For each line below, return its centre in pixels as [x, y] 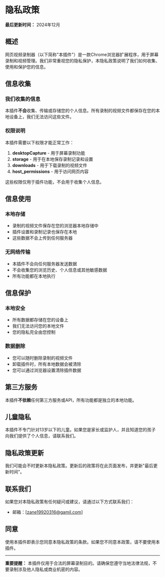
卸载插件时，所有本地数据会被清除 [47, 364]
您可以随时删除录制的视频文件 [42, 358]
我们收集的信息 [23, 99]
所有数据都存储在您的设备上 [40, 320]
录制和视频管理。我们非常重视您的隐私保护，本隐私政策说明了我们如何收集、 [82, 61]
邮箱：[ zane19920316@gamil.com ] [47, 512]
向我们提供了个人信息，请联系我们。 [42, 436]
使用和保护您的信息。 [27, 66]
